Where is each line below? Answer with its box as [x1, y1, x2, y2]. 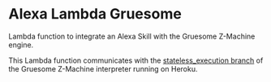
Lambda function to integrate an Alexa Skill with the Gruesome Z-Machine [8, 31, 256, 41]
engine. [8, 39, 34, 49]
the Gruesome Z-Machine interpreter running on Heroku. [8, 64, 198, 73]
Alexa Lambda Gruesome [8, 5, 183, 23]
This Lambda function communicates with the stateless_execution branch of [8, 55, 264, 65]
